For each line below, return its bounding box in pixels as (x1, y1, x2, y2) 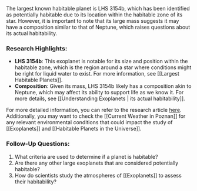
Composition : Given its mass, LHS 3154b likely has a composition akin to (14, 83, 192, 90)
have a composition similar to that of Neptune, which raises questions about (6, 23, 191, 30)
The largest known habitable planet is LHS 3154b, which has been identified (6, 5, 190, 12)
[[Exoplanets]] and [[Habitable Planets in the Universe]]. (6, 125, 142, 132)
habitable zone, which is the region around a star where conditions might (14, 64, 192, 71)
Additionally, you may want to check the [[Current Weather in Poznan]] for (6, 112, 186, 120)
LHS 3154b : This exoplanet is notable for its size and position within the (14, 58, 188, 65)
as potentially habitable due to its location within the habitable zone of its (6, 11, 183, 18)
